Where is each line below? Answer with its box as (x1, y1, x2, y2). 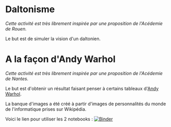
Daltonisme (5, 4, 55, 15)
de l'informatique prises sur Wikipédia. (5, 106, 87, 112)
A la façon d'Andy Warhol (5, 53, 116, 65)
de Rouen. (5, 25, 27, 31)
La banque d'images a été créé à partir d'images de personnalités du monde (5, 101, 166, 107)
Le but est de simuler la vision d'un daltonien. (5, 36, 101, 42)
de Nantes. (5, 75, 29, 82)
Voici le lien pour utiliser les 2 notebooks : (5, 116, 93, 122)
